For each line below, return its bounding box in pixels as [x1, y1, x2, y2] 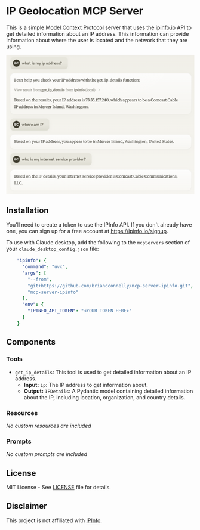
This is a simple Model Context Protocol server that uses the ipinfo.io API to [6, 24, 192, 31]
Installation [6, 205, 49, 215]
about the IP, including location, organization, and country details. [23, 393, 186, 401]
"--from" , [27, 276, 52, 283]
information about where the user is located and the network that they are [6, 36, 188, 44]
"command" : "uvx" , [21, 264, 68, 270]
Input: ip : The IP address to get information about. [23, 381, 148, 388]
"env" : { [21, 302, 44, 308]
